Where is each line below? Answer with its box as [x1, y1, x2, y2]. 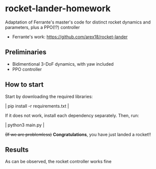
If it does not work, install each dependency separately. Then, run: [5, 112, 139, 118]
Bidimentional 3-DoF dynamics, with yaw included [12, 61, 114, 67]
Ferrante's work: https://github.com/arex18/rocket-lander [12, 34, 128, 40]
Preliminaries [5, 48, 47, 56]
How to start [5, 80, 44, 89]
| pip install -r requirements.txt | [5, 103, 69, 109]
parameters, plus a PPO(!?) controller [5, 24, 80, 30]
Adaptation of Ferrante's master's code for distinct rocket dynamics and [5, 19, 151, 25]
